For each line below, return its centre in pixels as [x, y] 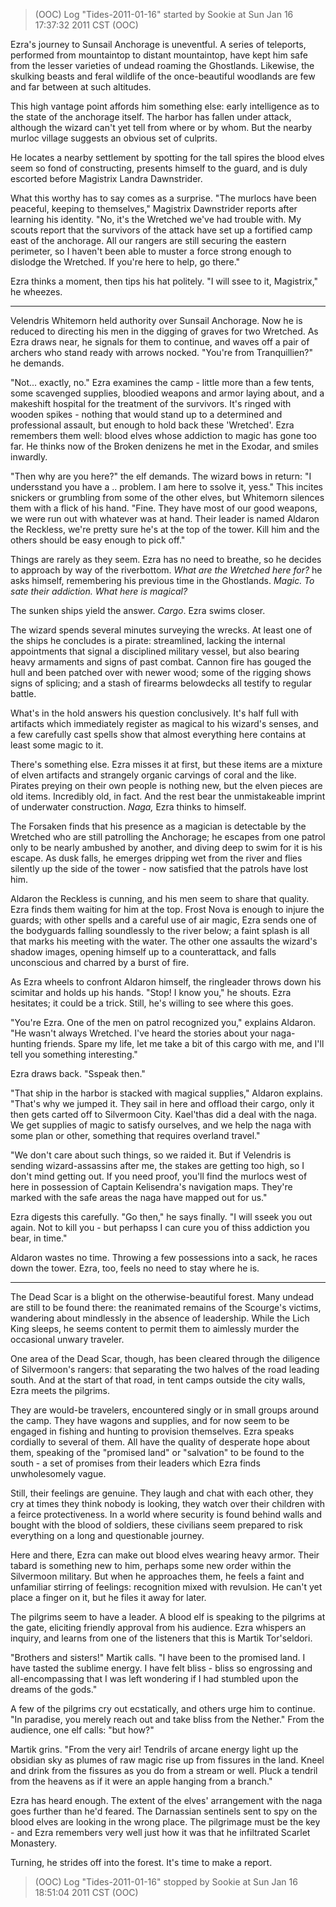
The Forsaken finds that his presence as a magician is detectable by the [158, 826]
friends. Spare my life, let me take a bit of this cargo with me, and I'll [184, 1043]
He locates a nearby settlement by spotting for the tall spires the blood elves [167, 157]
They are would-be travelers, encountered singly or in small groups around [165, 1410]
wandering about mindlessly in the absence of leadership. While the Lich [160, 1318]
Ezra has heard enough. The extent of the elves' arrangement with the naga [166, 1800]
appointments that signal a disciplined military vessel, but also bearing [155, 651]
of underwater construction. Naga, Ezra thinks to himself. [128, 807]
